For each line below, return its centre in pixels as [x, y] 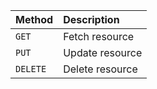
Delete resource [100, 69]
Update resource [103, 52]
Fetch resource [99, 36]
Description [91, 19]
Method [34, 19]
